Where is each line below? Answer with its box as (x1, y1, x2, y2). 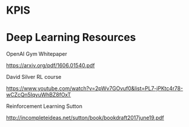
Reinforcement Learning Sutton (6, 103, 83, 110)
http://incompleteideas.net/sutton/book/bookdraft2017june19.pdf (6, 114, 164, 122)
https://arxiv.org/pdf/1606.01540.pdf (6, 62, 95, 69)
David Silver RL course (6, 74, 62, 81)
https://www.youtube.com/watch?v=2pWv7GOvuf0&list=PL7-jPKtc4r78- (6, 85, 184, 92)
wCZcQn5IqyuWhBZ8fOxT (6, 91, 71, 99)
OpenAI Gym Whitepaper (6, 50, 68, 58)
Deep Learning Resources (6, 31, 136, 45)
